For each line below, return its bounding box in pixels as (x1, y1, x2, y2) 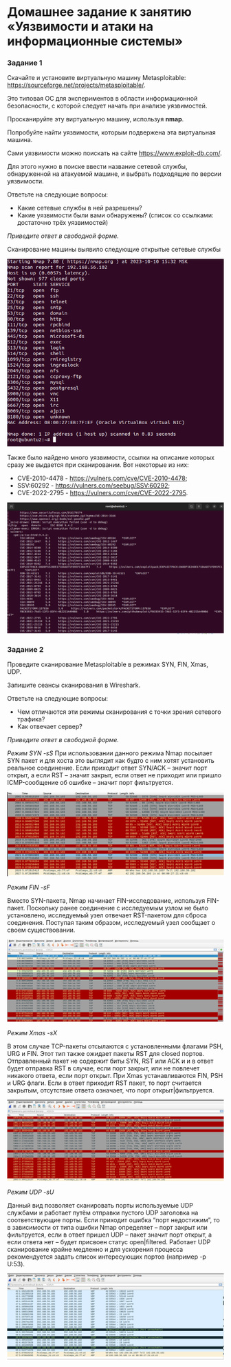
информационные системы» (7, 34, 184, 49)
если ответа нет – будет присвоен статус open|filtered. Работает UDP (7, 1237, 211, 1246)
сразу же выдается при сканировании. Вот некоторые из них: (7, 460, 189, 469)
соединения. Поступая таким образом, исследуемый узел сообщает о (7, 918, 215, 926)
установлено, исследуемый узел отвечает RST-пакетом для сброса (7, 911, 208, 919)
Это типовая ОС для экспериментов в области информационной (7, 94, 198, 103)
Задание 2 (7, 644, 44, 654)
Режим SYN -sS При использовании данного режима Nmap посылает (7, 749, 213, 757)
